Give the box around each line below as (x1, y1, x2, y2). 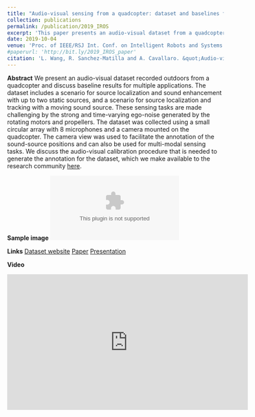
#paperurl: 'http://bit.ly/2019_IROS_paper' (7, 49, 137, 56)
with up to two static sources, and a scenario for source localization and (7, 96, 212, 104)
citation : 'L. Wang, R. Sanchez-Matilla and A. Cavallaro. (7, 55, 180, 62)
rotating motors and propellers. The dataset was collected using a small (7, 118, 210, 126)
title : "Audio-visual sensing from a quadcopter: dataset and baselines (7, 10, 220, 17)
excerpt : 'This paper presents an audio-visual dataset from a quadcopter (7, 29, 226, 37)
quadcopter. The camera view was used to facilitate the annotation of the (7, 132, 214, 141)
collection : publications (7, 17, 81, 23)
